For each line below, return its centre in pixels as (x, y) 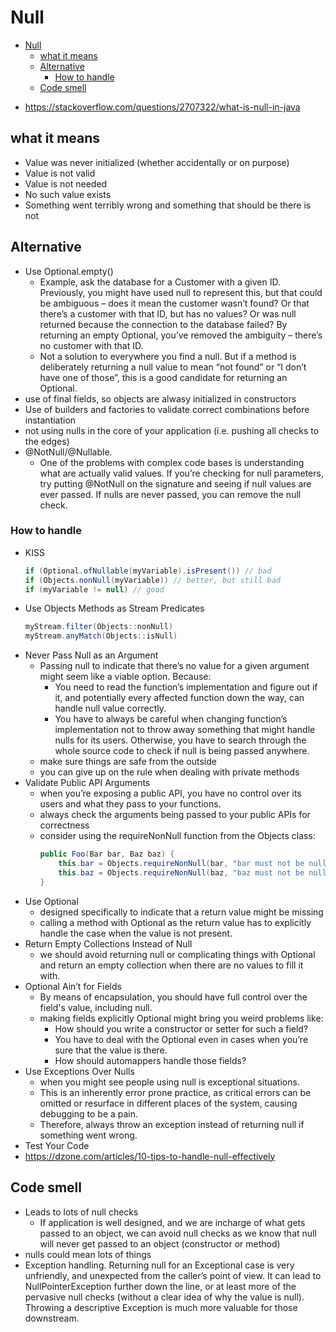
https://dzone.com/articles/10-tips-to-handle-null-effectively (150, 1156)
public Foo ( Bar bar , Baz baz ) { (107, 854)
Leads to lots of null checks (81, 1212)
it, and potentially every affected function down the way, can (179, 698)
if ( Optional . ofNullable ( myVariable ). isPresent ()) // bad (148, 571)
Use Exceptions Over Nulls (79, 1071)
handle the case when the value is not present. (136, 933)
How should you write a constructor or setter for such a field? (181, 1028)
